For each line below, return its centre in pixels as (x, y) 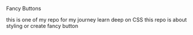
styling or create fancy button (42, 26)
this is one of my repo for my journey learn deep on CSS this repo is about (96, 20)
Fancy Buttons (24, 8)
